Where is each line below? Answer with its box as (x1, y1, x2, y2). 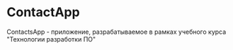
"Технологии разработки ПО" (6, 35, 96, 43)
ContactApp (6, 4, 80, 20)
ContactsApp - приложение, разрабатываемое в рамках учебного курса (6, 27, 227, 36)
